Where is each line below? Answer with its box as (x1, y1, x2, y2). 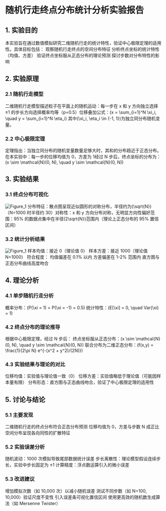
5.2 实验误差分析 (5, 443, 45, 450)
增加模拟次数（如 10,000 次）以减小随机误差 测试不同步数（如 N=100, (5, 488, 147, 494)
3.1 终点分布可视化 (5, 191, 49, 198)
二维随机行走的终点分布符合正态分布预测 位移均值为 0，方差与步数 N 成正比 (5, 424, 160, 429)
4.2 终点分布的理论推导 (5, 324, 60, 331)
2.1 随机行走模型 (5, 90, 44, 97)
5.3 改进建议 (5, 476, 35, 483)
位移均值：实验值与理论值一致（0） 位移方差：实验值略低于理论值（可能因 (5, 373, 157, 379)
